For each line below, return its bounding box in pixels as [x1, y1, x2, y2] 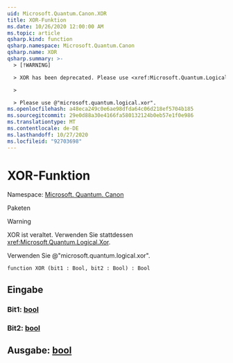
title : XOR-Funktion [7, 17, 67, 24]
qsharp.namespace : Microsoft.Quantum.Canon [7, 42, 135, 49]
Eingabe [7, 283, 44, 295]
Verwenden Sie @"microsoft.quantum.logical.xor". [7, 251, 150, 260]
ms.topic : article [7, 29, 60, 37]
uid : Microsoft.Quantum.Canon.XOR [7, 10, 107, 17]
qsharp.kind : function [7, 36, 73, 43]
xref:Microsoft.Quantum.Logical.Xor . [7, 238, 111, 247]
